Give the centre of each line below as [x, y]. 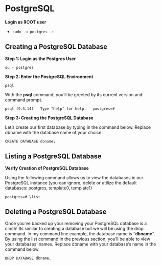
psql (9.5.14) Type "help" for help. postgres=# [60, 109]
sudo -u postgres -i [33, 32]
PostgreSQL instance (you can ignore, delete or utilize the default [71, 183]
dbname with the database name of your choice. [54, 132]
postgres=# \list [23, 197]
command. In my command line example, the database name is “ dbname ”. [80, 234]
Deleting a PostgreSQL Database [56, 212]
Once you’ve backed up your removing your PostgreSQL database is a [76, 224]
